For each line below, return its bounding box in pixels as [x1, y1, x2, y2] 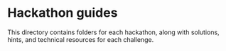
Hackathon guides [7, 5, 118, 21]
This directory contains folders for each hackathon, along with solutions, [7, 28, 220, 36]
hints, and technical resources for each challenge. [7, 35, 154, 43]
